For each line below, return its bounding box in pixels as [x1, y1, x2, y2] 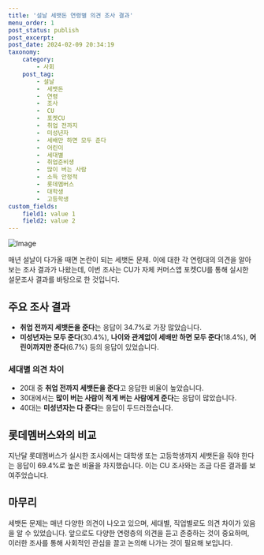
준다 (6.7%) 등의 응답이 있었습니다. [53, 342, 159, 351]
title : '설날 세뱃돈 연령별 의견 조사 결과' [8, 11, 134, 20]
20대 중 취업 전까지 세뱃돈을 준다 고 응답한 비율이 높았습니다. [19, 384, 204, 393]
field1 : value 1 [22, 210, 76, 218]
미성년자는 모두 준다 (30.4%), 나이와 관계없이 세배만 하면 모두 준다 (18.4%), [19, 332, 248, 342]
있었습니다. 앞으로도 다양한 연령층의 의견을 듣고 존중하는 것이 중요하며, [32, 528, 250, 538]
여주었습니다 [8, 471, 47, 480]
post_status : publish [8, 26, 80, 34]
